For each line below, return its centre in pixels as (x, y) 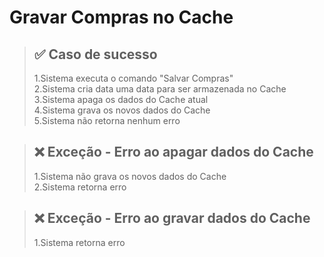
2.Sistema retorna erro (80, 187)
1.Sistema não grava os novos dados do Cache (130, 176)
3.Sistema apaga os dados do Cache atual (121, 99)
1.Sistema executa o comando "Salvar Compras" (133, 78)
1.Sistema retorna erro (79, 242)
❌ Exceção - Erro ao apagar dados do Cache (173, 152)
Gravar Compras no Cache (121, 17)
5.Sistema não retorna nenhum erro (107, 120)
